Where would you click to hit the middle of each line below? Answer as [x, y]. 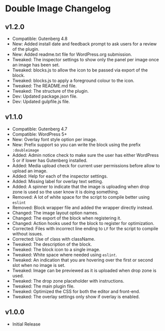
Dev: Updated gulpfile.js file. [41, 101]
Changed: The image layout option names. [55, 213]
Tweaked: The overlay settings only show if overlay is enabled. [76, 296]
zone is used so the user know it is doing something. [66, 192]
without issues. [28, 234]
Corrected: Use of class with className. [54, 239]
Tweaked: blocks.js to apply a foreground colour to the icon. [73, 80]
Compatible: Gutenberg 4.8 [40, 38]
